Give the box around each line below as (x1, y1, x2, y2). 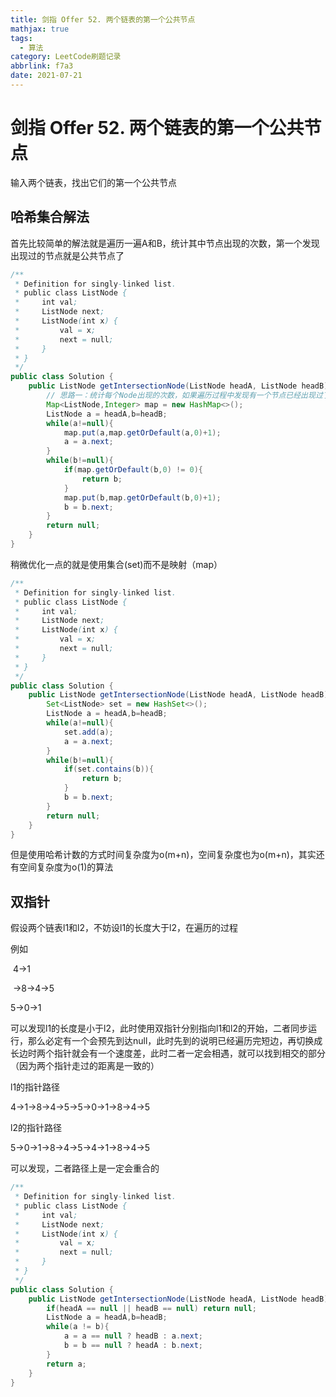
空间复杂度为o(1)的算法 (18, 861, 114, 873)
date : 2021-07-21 (10, 71, 83, 81)
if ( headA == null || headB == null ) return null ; (46, 1303, 257, 1313)
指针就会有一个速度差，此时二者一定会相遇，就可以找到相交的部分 (53, 1047, 326, 1060)
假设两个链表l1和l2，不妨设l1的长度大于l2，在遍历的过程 (10, 922, 239, 934)
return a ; (46, 1359, 87, 1369)
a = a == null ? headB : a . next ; (63, 1331, 203, 1341)
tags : (10, 33, 33, 43)
